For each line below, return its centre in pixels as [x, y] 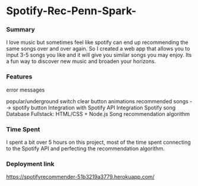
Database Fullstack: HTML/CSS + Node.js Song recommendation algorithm [98, 114]
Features [19, 77]
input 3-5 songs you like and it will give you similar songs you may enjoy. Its [99, 55]
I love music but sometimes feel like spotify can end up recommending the [97, 42]
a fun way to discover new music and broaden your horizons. [81, 61]
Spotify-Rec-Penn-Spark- [71, 11]
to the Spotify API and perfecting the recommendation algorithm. [86, 149]
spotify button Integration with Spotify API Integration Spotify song [94, 108]
